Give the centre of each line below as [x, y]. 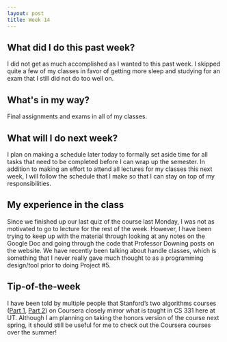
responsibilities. [29, 183]
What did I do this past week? [71, 48]
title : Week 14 [29, 20]
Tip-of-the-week [44, 287]
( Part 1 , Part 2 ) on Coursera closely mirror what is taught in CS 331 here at [111, 310]
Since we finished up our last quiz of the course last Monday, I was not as [111, 221]
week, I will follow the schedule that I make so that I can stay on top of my [111, 176]
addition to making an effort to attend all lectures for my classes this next [110, 169]
